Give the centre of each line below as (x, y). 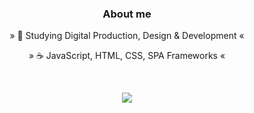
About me (127, 14)
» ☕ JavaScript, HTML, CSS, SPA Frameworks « (127, 56)
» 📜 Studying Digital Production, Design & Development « (127, 36)
